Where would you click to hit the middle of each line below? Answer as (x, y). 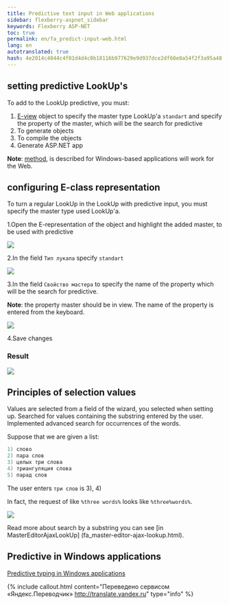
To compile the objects (49, 137)
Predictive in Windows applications (84, 557)
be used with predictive (40, 232)
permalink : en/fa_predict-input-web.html (67, 39)
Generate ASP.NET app (50, 145)
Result (18, 356)
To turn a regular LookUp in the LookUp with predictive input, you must (107, 204)
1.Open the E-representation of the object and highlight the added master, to (115, 225)
